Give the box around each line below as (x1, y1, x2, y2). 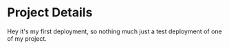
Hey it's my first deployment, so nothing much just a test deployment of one (7, 27, 222, 35)
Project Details (7, 5, 93, 20)
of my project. (7, 34, 47, 42)
